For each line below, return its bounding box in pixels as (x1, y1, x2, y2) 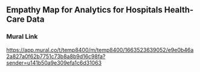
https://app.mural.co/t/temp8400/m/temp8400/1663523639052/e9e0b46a (6, 46, 194, 53)
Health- (164, 5, 194, 15)
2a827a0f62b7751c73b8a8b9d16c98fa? (6, 53, 106, 60)
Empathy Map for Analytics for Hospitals (6, 5, 163, 15)
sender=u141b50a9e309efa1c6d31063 (6, 59, 102, 66)
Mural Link (6, 33, 38, 41)
